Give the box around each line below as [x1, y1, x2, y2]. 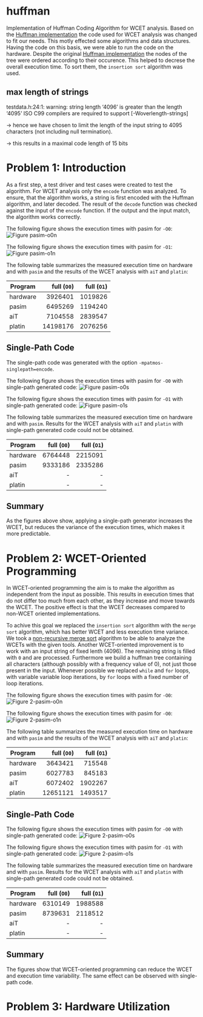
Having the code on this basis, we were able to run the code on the [6, 44, 174, 51]
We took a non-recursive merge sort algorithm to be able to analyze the [6, 635, 185, 642]
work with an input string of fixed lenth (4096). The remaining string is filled [6, 647, 196, 655]
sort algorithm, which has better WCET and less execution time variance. [6, 628, 190, 635]
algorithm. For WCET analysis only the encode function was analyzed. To [6, 187, 187, 195]
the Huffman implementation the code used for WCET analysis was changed [6, 30, 198, 38]
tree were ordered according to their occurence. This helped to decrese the [6, 56, 195, 64]
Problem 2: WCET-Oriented [6, 551, 147, 565]
